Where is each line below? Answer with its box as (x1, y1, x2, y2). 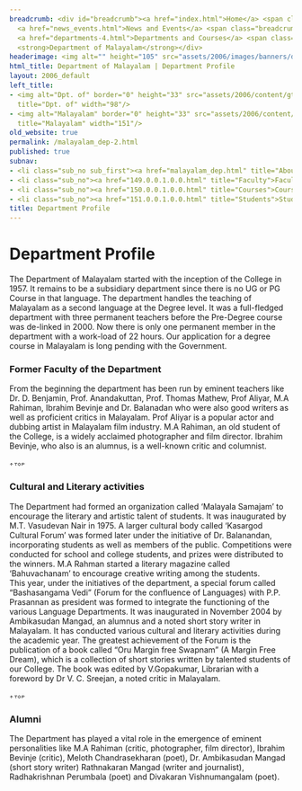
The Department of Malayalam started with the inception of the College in (9, 274, 282, 285)
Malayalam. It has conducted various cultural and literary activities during (9, 625, 281, 635)
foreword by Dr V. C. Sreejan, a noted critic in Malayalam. (9, 672, 221, 683)
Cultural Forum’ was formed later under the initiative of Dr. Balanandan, (9, 529, 272, 540)
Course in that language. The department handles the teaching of (9, 293, 252, 304)
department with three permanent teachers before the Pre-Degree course (9, 312, 283, 323)
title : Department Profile (9, 204, 111, 213)
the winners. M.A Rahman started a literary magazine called (9, 558, 231, 569)
